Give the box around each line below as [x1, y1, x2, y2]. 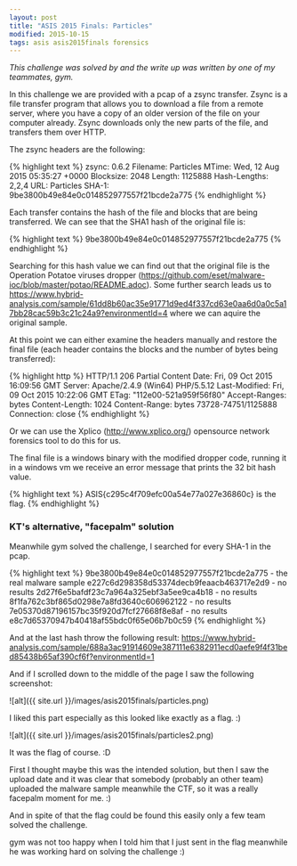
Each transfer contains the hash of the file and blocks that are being [9, 207, 258, 218]
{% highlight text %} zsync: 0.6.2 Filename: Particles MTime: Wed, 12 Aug [9, 161, 280, 172]
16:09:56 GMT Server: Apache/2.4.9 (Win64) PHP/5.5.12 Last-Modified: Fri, [9, 380, 285, 391]
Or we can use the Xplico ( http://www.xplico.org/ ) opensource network [9, 426, 270, 437]
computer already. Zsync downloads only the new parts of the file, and [9, 118, 269, 128]
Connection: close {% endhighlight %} [9, 409, 150, 420]
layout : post [9, 12, 58, 22]
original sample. [9, 317, 68, 328]
